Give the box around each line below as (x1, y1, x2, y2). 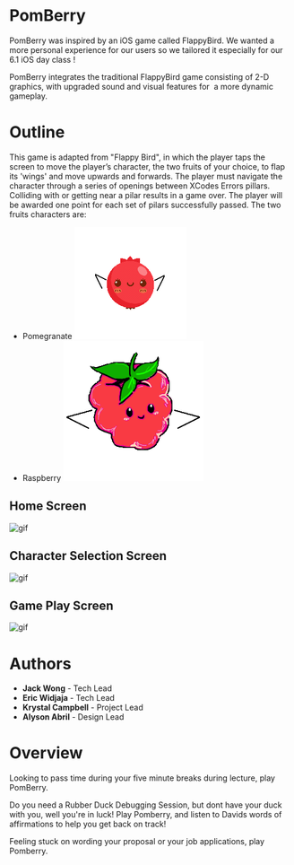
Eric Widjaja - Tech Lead (22, 693, 115, 703)
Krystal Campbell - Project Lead (22, 702, 143, 713)
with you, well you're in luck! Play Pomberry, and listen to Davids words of (9, 809, 282, 820)
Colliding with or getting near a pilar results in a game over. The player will (9, 189, 283, 200)
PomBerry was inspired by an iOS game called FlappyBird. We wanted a (9, 35, 275, 46)
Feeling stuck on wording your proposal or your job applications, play (9, 836, 265, 847)
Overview (9, 743, 83, 764)
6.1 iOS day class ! (9, 54, 76, 65)
